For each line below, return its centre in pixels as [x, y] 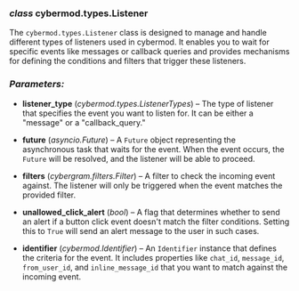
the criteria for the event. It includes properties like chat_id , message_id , [153, 257]
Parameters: [37, 85]
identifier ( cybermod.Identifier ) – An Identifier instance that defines [149, 248]
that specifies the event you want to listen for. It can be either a [137, 113]
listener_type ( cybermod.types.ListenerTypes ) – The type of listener [148, 103]
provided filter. [49, 195]
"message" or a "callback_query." [84, 122]
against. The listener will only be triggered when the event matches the [152, 185]
